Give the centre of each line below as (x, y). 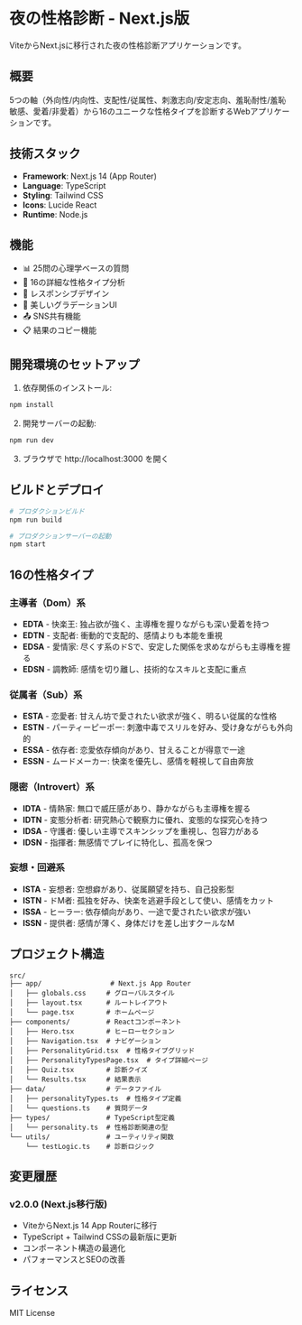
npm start (28, 544)
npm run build (36, 520)
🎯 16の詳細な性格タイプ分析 (74, 283)
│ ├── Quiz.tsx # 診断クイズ (79, 1070)
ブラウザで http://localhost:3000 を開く (96, 459)
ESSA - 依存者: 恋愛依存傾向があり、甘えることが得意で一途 (134, 750)
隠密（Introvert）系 (52, 787)
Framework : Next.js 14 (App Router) (90, 176)
